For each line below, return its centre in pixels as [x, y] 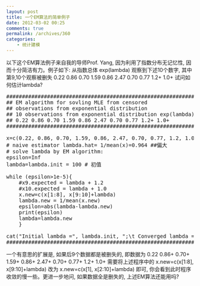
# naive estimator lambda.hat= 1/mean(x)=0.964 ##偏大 [87, 145]
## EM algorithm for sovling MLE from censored [77, 102]
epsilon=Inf [24, 157]
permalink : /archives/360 [38, 34]
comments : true [25, 28]
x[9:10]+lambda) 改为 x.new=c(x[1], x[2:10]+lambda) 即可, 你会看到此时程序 [99, 269]
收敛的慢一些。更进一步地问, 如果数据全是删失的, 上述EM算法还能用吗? [93, 276]
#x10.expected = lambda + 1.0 [63, 188]
